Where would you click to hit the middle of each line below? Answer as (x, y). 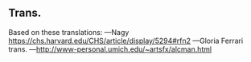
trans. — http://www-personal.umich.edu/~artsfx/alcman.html (110, 49)
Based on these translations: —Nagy (69, 32)
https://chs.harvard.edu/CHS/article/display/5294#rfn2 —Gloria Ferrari (126, 41)
